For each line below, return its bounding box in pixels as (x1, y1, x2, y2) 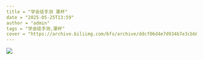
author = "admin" (6, 20, 50, 26)
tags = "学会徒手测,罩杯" (6, 25, 65, 32)
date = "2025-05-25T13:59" (6, 14, 74, 20)
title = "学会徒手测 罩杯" (6, 8, 68, 15)
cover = (6, 31, 26, 37)
